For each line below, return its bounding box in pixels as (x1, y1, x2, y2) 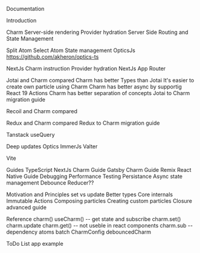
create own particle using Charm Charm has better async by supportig (6, 83, 182, 90)
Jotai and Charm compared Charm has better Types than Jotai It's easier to (6, 77, 195, 84)
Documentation (6, 5, 45, 12)
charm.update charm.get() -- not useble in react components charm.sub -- (6, 222, 193, 229)
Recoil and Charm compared (6, 108, 77, 114)
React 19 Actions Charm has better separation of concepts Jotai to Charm (6, 90, 190, 96)
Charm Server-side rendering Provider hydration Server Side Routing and (6, 28, 189, 36)
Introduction (6, 17, 37, 24)
